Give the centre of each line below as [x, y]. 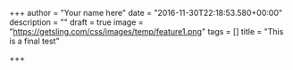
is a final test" [34, 41]
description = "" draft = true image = [77, 22]
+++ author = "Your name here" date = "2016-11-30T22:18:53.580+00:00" [146, 13]
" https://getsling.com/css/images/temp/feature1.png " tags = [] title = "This [146, 31]
